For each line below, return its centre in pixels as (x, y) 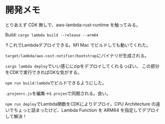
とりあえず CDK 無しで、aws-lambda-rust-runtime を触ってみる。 (73, 25)
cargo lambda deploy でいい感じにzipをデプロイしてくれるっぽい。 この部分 (82, 66)
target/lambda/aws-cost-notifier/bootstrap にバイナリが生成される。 (77, 56)
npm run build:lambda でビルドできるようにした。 (56, 83)
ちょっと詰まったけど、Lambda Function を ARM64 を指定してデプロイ (86, 110)
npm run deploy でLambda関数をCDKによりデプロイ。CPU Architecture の (81, 104)
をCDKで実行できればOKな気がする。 (44, 72)
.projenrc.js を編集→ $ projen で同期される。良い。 (58, 93)
